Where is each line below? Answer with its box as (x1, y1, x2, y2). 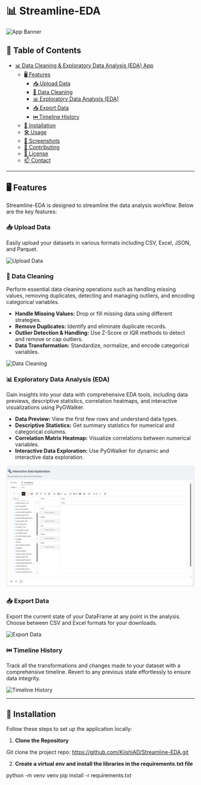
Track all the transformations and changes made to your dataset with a (6, 661, 181, 669)
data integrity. (6, 675, 41, 682)
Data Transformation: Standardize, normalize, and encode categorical (14, 342, 190, 349)
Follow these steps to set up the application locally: (6, 725, 133, 732)
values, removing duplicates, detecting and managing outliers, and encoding (6, 292, 195, 299)
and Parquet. (6, 245, 38, 252)
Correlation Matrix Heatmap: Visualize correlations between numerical (14, 435, 191, 442)
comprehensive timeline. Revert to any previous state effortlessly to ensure (6, 668, 191, 675)
